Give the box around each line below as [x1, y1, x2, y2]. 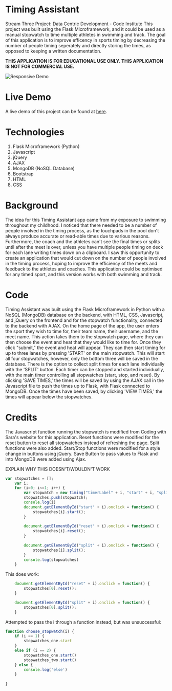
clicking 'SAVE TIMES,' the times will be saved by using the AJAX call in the [5, 377, 164, 384]
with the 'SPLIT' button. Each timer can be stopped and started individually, [5, 366, 164, 372]
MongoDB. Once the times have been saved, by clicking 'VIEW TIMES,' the [5, 388, 163, 394]
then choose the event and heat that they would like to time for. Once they [5, 339, 161, 345]
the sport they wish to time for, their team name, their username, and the [5, 328, 159, 334]
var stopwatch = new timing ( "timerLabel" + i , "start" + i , [24, 490, 155, 496]
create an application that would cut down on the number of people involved [5, 254, 166, 261]
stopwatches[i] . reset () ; [32, 529, 86, 534]
